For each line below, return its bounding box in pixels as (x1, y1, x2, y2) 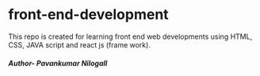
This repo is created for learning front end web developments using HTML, (8, 32, 253, 41)
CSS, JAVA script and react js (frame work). (8, 40, 151, 49)
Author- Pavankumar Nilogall (8, 58, 108, 68)
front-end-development (8, 6, 169, 24)
